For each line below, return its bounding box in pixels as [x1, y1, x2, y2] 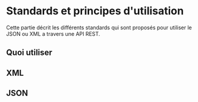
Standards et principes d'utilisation [6, 4, 184, 18]
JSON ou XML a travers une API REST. [6, 30, 100, 37]
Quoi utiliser [6, 48, 52, 58]
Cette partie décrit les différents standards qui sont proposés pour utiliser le [6, 24, 192, 31]
